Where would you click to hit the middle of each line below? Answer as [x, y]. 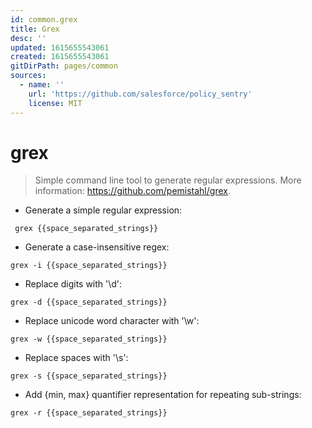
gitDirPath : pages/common [64, 66]
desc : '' [28, 38]
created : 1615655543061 [60, 57]
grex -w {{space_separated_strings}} [89, 339]
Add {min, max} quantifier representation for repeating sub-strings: [163, 395]
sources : [28, 76]
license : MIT [55, 103]
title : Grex [35, 29]
